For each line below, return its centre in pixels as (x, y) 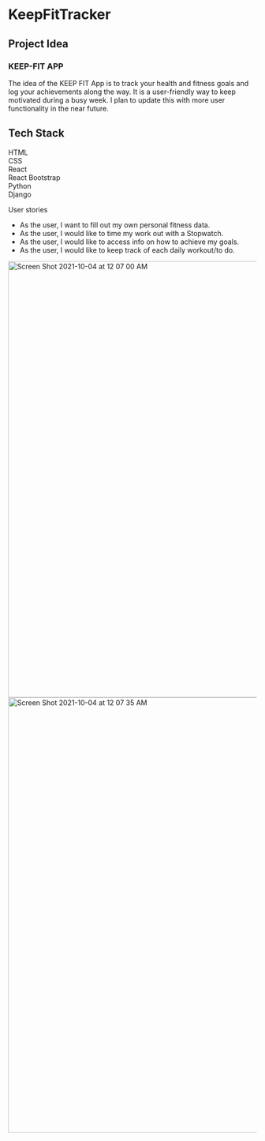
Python (20, 186)
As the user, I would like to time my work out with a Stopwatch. (121, 233)
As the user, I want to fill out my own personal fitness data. (115, 225)
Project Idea (38, 44)
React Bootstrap (34, 177)
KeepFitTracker (60, 15)
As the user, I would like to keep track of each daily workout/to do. (127, 250)
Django (20, 194)
